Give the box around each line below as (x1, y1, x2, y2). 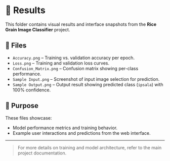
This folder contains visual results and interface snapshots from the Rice (5, 21, 157, 27)
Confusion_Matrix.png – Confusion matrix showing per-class (12, 65, 139, 71)
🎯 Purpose (5, 101, 39, 110)
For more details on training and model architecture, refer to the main (17, 144, 162, 150)
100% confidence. (12, 87, 51, 93)
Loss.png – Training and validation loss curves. (12, 60, 110, 66)
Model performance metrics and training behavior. (12, 125, 118, 131)
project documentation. (17, 150, 67, 156)
